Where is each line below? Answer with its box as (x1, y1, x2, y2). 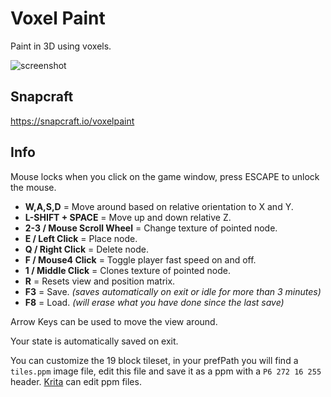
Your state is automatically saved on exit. (10, 335, 179, 347)
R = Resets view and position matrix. (24, 275, 176, 287)
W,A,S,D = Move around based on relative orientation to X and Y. (24, 200, 294, 212)
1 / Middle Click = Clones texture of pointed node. (24, 264, 231, 276)
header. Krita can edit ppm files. (10, 375, 142, 387)
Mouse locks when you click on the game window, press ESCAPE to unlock (10, 170, 320, 182)
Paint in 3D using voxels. (10, 40, 112, 52)
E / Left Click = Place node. (24, 232, 138, 244)
